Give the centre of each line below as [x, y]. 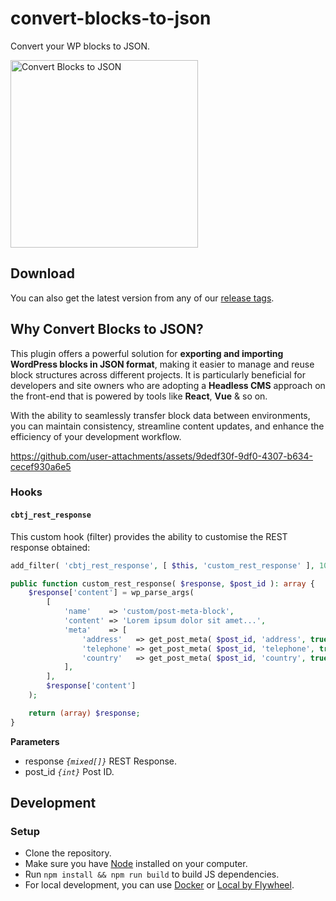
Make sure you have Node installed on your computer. [136, 864]
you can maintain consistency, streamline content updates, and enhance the [167, 426]
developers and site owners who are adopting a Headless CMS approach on [168, 385]
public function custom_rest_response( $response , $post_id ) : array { [162, 583]
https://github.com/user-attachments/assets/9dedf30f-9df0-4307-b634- [161, 456]
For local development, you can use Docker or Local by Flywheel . [159, 885]
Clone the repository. [68, 853]
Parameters [35, 741]
